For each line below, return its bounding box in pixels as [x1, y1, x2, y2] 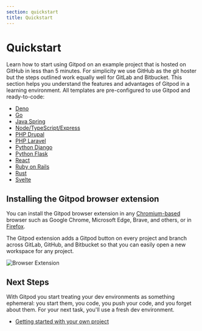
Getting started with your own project [15, 318, 110, 326]
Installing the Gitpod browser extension [6, 193, 159, 204]
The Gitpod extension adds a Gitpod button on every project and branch [6, 235, 187, 242]
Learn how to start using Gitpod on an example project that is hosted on [6, 61, 187, 68]
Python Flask [15, 150, 48, 158]
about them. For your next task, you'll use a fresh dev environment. [6, 306, 175, 313]
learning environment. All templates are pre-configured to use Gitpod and [6, 86, 190, 94]
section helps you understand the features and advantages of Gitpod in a [6, 80, 190, 88]
